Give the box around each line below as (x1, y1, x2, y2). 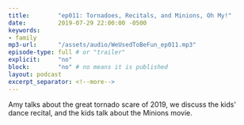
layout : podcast (8, 70, 62, 78)
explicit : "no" (8, 56, 73, 64)
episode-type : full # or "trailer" (8, 48, 126, 56)
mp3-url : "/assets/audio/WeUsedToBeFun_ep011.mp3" (8, 41, 196, 49)
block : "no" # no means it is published (8, 63, 169, 71)
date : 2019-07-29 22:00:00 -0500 (8, 19, 147, 27)
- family (8, 33, 37, 42)
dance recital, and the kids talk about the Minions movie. (8, 108, 193, 117)
